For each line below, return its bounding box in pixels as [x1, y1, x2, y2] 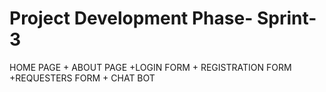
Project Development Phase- [9, 7, 254, 30]
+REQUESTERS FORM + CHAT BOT [9, 72, 156, 84]
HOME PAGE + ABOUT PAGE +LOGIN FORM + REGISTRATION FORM [9, 61, 292, 73]
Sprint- [256, 7, 317, 30]
